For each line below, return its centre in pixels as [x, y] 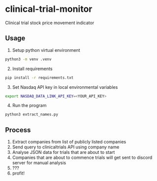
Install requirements [32, 69]
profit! [18, 173]
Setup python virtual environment [46, 50]
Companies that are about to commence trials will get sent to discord [82, 158]
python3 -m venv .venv [28, 59]
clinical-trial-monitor [49, 9]
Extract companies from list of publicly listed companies [69, 142]
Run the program [29, 106]
